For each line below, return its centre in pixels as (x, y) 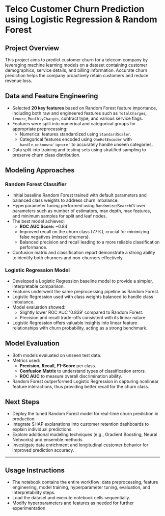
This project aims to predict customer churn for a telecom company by (77, 60)
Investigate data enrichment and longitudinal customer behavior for (80, 445)
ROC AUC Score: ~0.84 (43, 226)
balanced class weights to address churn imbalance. (65, 200)
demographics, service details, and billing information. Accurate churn (76, 70)
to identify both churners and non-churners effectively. (68, 258)
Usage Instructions (35, 470)
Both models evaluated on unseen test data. (57, 355)
